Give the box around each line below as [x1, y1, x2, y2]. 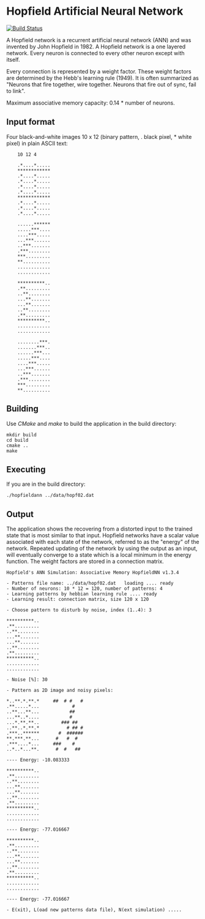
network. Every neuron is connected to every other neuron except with [6, 49, 185, 56]
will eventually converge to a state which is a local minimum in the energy [6, 551, 192, 559]
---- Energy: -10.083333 [6, 757, 70, 763]
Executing [6, 464, 46, 475]
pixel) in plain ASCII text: [6, 140, 69, 147]
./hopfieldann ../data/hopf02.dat [6, 493, 95, 499]
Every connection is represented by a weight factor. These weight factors [6, 67, 192, 75]
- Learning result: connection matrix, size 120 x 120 [6, 597, 149, 603]
